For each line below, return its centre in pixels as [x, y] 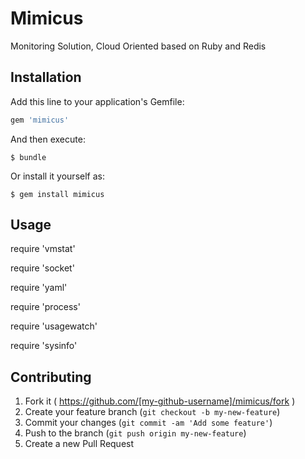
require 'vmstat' [43, 249]
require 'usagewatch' [54, 326]
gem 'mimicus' [40, 120]
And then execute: [48, 139]
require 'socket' [42, 268]
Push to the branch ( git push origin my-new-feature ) [135, 433]
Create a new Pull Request [79, 444]
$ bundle [28, 157]
